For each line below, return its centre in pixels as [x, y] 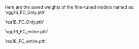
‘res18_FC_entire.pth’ [26, 41]
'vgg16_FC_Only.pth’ [25, 12]
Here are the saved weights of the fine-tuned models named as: [69, 7]
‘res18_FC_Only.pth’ [24, 22]
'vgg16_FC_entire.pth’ [26, 31]
